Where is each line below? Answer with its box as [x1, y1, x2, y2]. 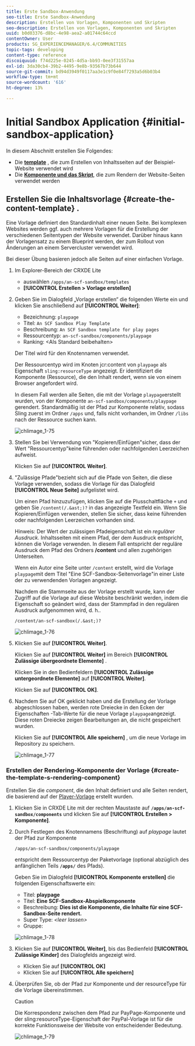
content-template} [6, 204, 75, 214]
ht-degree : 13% [6, 85, 43, 91]
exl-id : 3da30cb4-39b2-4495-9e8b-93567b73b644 [6, 63, 121, 69]
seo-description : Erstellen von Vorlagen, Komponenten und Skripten [6, 25, 176, 31]
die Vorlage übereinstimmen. [14, 986, 84, 993]
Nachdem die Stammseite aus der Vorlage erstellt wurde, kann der [14, 588, 175, 595]
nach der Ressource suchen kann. [14, 416, 97, 423]
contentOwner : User [6, 36, 54, 42]
